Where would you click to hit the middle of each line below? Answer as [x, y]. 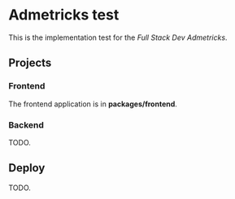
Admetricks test [64, 15]
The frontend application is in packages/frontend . [93, 104]
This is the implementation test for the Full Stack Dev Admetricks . [118, 37]
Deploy [27, 168]
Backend [26, 125]
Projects [30, 63]
